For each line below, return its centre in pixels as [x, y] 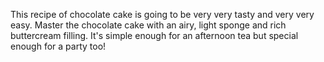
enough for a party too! [58, 46]
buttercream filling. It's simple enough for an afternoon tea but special [154, 35]
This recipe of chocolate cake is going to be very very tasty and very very [162, 14]
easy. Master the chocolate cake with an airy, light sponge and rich [148, 25]
